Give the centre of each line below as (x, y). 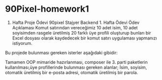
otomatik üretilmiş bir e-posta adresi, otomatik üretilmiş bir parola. (72, 72)
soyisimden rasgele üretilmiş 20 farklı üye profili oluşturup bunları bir (81, 33)
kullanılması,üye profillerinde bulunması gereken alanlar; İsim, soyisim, (76, 67)
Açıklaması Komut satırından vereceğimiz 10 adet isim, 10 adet (75, 27)
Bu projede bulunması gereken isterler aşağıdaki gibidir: (61, 53)
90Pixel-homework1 (47, 9)
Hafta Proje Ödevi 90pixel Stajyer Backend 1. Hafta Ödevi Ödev (76, 22)
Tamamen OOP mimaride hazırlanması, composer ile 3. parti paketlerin (77, 62)
